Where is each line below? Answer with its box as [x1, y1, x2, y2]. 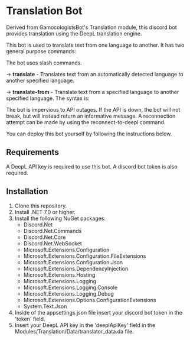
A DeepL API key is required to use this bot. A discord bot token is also [6, 163, 178, 170]
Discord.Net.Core [23, 234, 66, 241]
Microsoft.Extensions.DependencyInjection [23, 265, 129, 272]
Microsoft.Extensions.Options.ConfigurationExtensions [23, 296, 156, 303]
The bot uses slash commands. [6, 59, 83, 66]
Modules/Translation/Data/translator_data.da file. [14, 328, 134, 335]
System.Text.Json [23, 303, 67, 310]
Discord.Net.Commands [23, 227, 82, 234]
